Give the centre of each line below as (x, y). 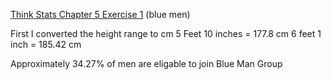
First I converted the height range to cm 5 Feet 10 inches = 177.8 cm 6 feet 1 (166, 33)
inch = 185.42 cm (46, 44)
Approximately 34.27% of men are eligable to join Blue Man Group (146, 63)
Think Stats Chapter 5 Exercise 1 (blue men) (100, 14)
